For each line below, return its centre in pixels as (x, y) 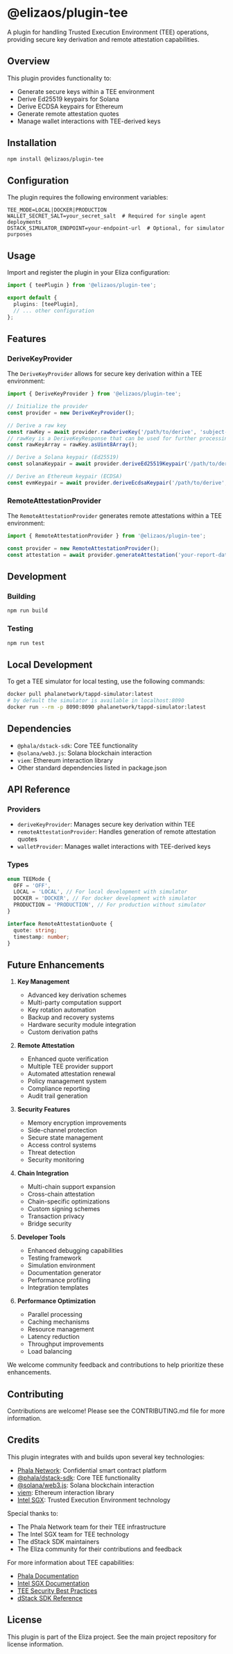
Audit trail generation (58, 1096)
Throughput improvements (66, 1344)
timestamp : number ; (42, 937)
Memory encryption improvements (77, 1123)
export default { (32, 298)
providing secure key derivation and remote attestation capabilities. (103, 39)
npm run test (26, 643)
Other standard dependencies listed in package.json (92, 768)
